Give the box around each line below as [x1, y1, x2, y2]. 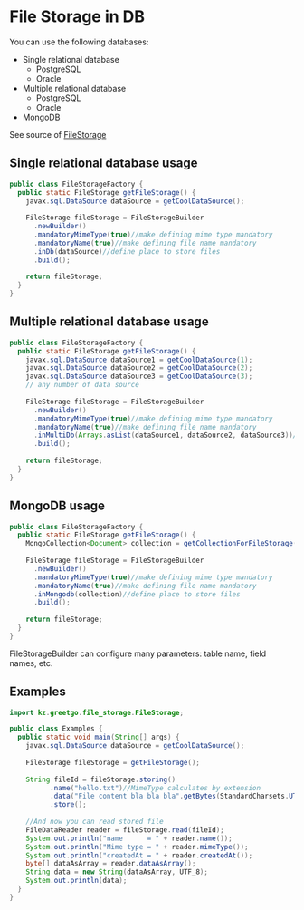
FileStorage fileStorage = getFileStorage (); [25, 758, 201, 767]
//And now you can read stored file [25, 818, 165, 827]
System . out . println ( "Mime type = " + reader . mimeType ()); [25, 842, 249, 851]
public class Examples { [9, 724, 103, 733]
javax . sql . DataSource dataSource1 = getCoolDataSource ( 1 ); [25, 355, 253, 364]
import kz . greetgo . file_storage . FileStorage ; [9, 708, 184, 717]
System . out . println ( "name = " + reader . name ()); [25, 834, 233, 843]
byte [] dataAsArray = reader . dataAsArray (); [25, 859, 196, 868]
